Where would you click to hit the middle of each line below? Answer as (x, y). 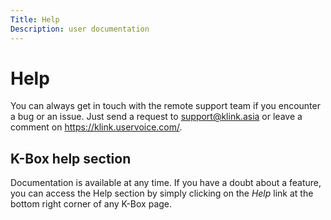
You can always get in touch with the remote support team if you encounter (165, 106)
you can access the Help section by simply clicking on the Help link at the (162, 193)
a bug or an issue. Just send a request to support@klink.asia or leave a (156, 117)
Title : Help (35, 19)
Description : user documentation (80, 29)
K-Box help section (71, 158)
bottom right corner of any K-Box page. (91, 204)
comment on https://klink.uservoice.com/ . (96, 127)
